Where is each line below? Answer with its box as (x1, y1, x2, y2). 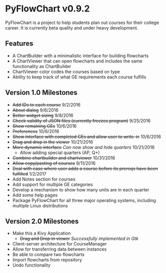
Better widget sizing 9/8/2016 (12, 112, 74, 118)
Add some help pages (12, 192, 58, 198)
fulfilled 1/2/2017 (12, 170, 46, 176)
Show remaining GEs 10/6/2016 (12, 123, 77, 129)
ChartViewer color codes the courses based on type (12, 68, 120, 74)
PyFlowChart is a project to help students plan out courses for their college (5, 19, 160, 25)
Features (5, 39, 33, 48)
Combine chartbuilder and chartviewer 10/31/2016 (12, 154, 116, 160)
